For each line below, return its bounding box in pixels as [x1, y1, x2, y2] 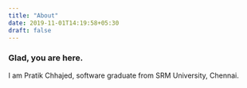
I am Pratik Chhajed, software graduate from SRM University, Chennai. [8, 71, 239, 80]
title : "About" [8, 11, 59, 20]
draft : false [8, 26, 52, 34]
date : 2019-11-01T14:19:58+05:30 [8, 19, 120, 27]
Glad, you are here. [8, 52, 84, 63]
